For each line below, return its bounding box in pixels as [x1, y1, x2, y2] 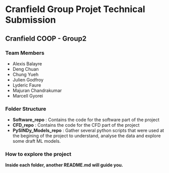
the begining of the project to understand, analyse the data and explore [12, 133, 161, 139]
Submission [5, 14, 57, 26]
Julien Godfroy [12, 76, 44, 82]
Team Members [5, 49, 44, 56]
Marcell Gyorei [12, 93, 43, 99]
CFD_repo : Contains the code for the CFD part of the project [12, 122, 140, 128]
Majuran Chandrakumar [12, 87, 62, 94]
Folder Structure [5, 105, 46, 112]
